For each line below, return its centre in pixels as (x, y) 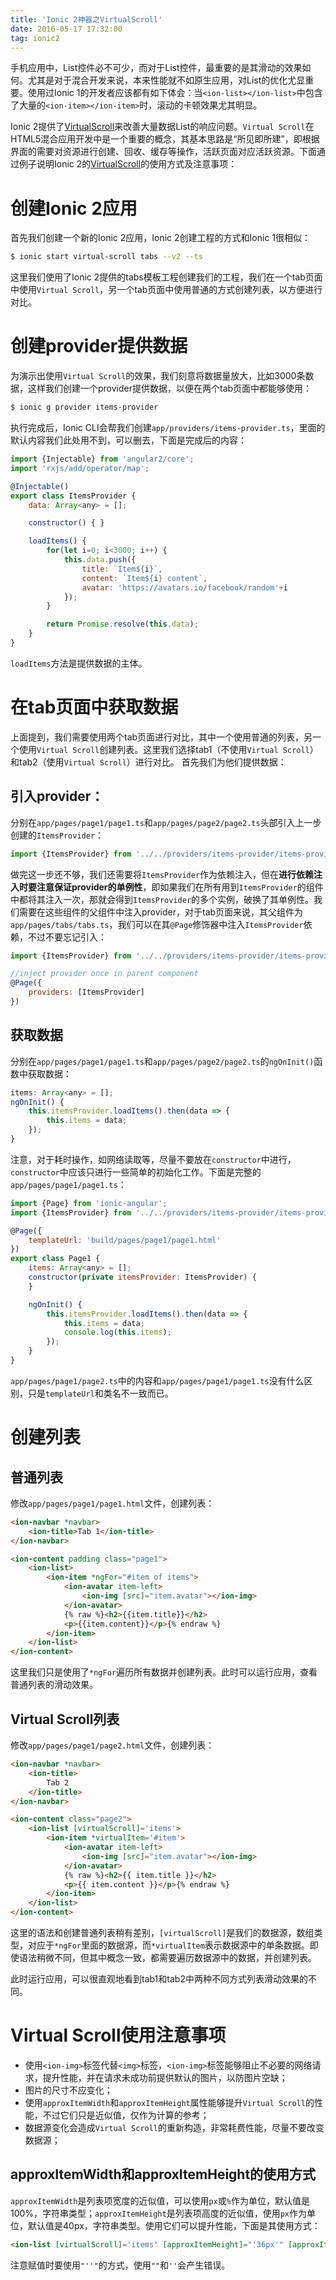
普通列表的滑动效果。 (54, 1685)
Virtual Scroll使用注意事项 (118, 2035)
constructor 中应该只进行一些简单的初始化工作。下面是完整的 (136, 1172)
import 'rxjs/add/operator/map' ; (80, 468)
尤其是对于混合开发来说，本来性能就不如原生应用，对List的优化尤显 (166, 80)
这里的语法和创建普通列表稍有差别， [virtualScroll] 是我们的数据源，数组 (162, 1932)
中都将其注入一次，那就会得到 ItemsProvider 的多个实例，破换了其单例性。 (162, 899)
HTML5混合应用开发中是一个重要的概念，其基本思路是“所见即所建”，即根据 (165, 139)
